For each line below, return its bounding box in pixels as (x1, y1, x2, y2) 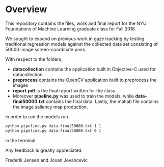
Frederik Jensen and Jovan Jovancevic (5, 157, 88, 163)
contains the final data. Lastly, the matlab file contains (45, 98, 159, 105)
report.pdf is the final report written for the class (12, 87, 116, 93)
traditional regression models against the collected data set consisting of (5, 41, 158, 47)
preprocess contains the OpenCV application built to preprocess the (12, 77, 157, 83)
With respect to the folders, (5, 56, 63, 62)
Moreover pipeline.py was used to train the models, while (12, 93, 134, 99)
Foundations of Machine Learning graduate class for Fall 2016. (5, 25, 136, 31)
